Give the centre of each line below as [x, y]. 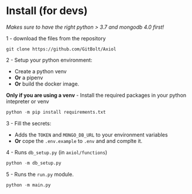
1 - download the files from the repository [56, 38]
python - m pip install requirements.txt [56, 112]
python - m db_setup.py [34, 163]
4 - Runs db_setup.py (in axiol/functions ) [57, 152]
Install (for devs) [47, 11]
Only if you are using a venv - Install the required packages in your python [96, 95]
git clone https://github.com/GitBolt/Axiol [61, 49]
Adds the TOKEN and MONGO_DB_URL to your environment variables [91, 135]
